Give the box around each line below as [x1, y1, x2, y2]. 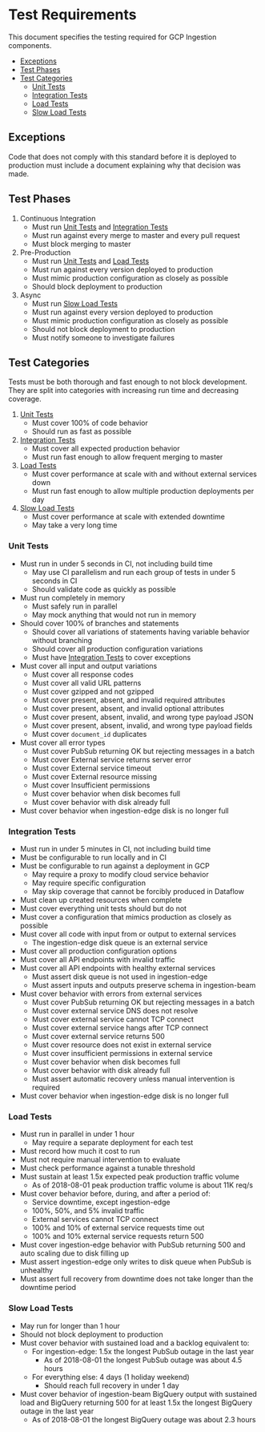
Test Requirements [8, 6, 137, 24]
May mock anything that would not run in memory [31, 609, 197, 619]
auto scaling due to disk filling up [19, 1248, 130, 1258]
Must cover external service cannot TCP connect [31, 1014, 195, 1024]
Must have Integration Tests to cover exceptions [31, 652, 191, 662]
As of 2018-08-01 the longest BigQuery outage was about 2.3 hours [31, 1414, 256, 1424]
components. [8, 40, 52, 50]
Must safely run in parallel [31, 601, 118, 611]
